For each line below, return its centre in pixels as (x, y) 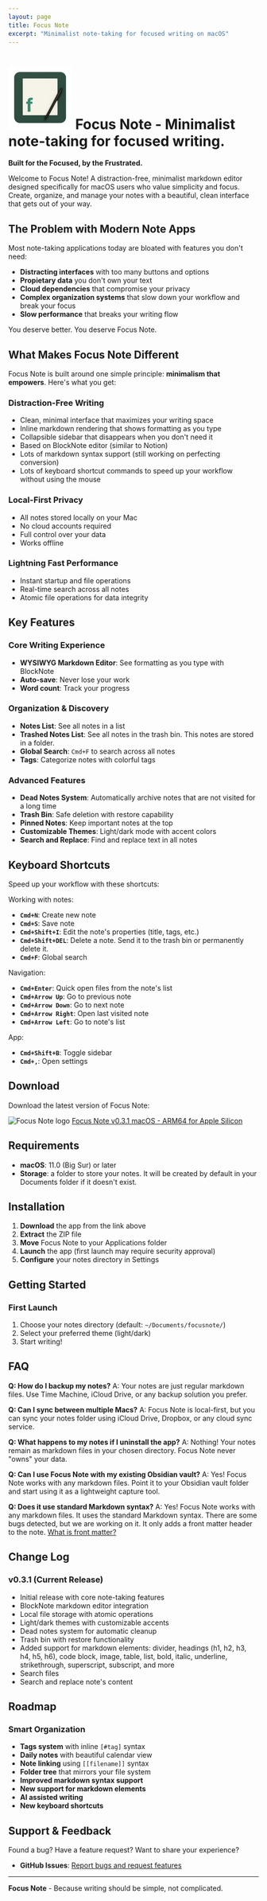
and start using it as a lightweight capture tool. (84, 1491)
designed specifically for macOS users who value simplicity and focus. (124, 187)
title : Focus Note (39, 25)
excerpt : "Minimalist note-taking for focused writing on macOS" (118, 33)
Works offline (42, 543)
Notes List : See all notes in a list (72, 726)
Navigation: (27, 972)
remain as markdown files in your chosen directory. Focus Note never (122, 1450)
